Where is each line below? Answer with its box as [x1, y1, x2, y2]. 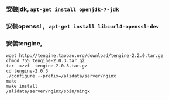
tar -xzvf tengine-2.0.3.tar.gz [6, 63, 88, 69]
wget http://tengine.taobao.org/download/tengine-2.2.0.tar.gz [6, 53, 164, 59]
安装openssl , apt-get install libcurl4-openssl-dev [6, 22, 160, 30]
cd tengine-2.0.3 [6, 68, 49, 74]
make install [6, 83, 38, 90]
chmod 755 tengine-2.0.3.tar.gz [6, 58, 85, 64]
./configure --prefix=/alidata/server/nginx [6, 73, 116, 79]
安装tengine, [6, 39, 43, 47]
